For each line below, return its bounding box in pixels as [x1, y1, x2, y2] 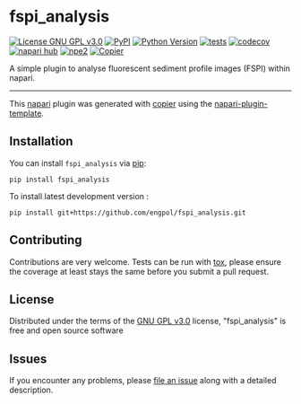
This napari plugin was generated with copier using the [9, 98, 213, 109]
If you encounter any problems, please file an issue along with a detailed [9, 375, 277, 386]
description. [9, 384, 54, 396]
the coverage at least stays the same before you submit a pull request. [9, 266, 270, 277]
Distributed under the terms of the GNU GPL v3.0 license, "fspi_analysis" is [9, 316, 287, 327]
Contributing [9, 233, 82, 248]
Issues [9, 351, 47, 366]
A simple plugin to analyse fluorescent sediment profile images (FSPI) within [9, 63, 291, 74]
